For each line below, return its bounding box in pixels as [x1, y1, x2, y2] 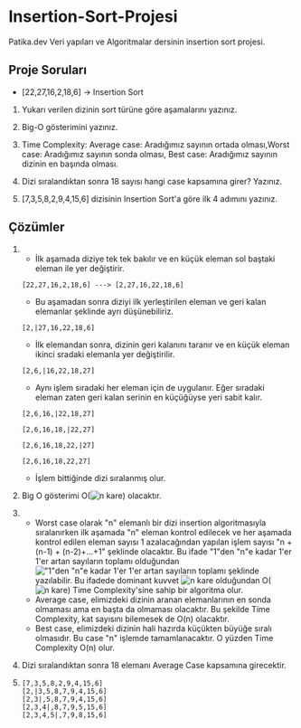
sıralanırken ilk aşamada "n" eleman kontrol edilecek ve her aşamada [34, 526, 292, 537]
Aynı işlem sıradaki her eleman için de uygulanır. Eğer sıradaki [34, 382, 265, 392]
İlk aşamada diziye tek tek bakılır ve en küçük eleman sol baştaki [34, 253, 276, 264]
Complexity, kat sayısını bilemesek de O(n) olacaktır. [34, 613, 230, 624]
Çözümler [8, 220, 65, 235]
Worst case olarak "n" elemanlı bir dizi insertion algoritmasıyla [34, 517, 267, 528]
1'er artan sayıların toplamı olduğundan [34, 555, 180, 566]
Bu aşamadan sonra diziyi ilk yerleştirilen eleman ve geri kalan [34, 296, 267, 307]
